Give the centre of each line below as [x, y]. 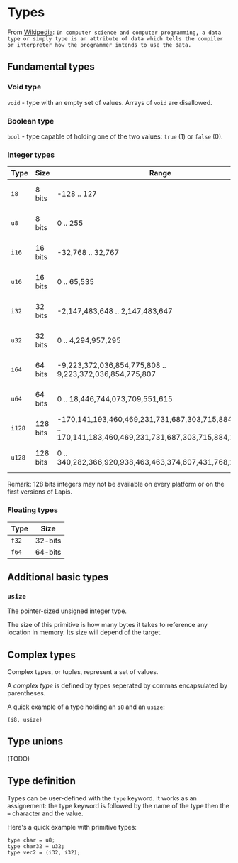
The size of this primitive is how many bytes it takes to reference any [107, 625]
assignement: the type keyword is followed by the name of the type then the [119, 805]
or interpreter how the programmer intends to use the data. [100, 45]
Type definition [42, 781]
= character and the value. [45, 813]
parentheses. [27, 693]
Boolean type [31, 121]
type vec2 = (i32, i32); [44, 852]
